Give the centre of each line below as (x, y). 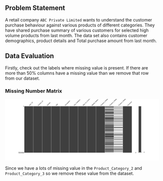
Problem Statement (35, 8)
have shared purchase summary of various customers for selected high (77, 30)
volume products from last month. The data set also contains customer (76, 35)
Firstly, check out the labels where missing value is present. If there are (77, 68)
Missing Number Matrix (34, 91)
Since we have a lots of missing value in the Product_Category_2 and (74, 168)
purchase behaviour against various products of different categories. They (80, 25)
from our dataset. (22, 78)
